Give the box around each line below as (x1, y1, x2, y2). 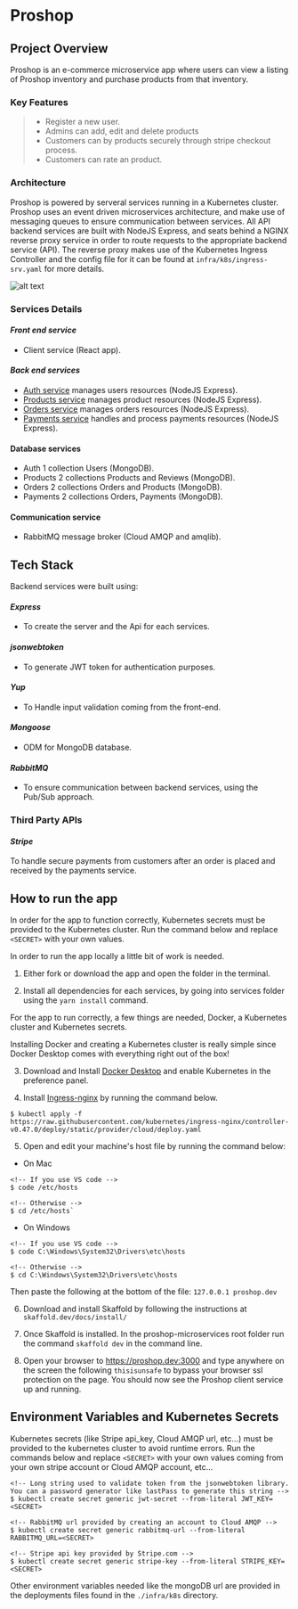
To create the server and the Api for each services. (22, 621, 210, 632)
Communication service (10, 512, 101, 522)
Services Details (10, 302, 83, 315)
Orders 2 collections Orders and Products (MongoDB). (22, 482, 223, 493)
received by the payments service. (10, 866, 137, 876)
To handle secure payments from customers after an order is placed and (10, 856, 276, 866)
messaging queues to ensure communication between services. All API (10, 216, 270, 226)
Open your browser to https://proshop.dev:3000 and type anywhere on (22, 1356, 285, 1367)
